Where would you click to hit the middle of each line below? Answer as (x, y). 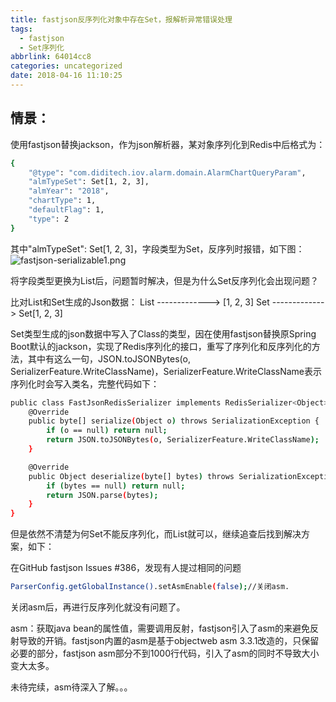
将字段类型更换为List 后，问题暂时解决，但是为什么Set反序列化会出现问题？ (165, 280)
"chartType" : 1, (62, 201)
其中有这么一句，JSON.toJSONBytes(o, (109, 358)
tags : (21, 29)
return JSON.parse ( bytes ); (102, 495)
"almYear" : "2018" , (69, 191)
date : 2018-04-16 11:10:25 (66, 76)
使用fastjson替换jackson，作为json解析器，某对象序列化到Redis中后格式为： (168, 144)
